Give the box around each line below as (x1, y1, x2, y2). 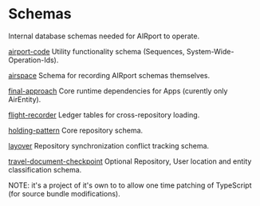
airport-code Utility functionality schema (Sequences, (8, 46, 185, 56)
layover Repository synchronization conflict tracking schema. (8, 141, 210, 150)
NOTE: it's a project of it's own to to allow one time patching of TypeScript (8, 180, 252, 190)
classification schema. (8, 164, 82, 174)
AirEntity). (8, 94, 41, 104)
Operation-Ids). (8, 55, 59, 65)
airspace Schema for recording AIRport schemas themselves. (8, 70, 210, 80)
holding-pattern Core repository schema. (8, 125, 144, 135)
